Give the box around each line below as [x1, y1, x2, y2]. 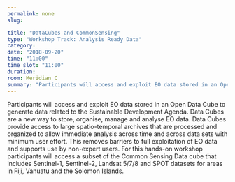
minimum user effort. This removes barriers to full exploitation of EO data [7, 137, 218, 146]
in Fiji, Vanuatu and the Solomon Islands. [7, 167, 124, 175]
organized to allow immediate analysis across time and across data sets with [7, 130, 228, 138]
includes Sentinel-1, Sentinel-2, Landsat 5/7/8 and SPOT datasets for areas [7, 160, 223, 168]
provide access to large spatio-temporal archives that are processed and [7, 123, 218, 131]
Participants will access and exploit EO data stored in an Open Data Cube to [7, 100, 226, 109]
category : [7, 43, 36, 50]
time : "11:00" [7, 55, 49, 63]
